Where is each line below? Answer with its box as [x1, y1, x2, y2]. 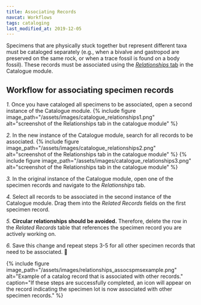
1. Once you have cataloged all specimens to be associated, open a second [6, 101, 193, 108]
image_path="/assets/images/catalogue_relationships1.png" [6, 113, 155, 121]
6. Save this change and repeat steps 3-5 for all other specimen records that [6, 242, 196, 249]
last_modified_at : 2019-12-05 [6, 25, 82, 32]
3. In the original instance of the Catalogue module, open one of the [6, 175, 174, 183]
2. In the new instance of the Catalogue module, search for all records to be [6, 131, 193, 139]
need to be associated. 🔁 [6, 249, 68, 256]
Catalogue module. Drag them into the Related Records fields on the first [6, 199, 186, 207]
